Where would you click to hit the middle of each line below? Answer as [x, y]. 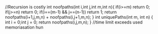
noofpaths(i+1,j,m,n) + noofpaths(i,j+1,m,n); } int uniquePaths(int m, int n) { [79, 17]
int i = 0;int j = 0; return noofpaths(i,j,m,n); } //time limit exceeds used [74, 22]
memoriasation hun [24, 27]
